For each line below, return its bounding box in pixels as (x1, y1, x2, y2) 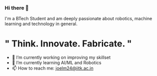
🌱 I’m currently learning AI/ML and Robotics (11, 60, 102, 66)
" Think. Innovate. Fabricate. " (4, 38, 132, 49)
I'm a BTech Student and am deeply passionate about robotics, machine (4, 16, 153, 22)
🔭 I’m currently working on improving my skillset (11, 54, 111, 61)
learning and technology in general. (4, 21, 78, 27)
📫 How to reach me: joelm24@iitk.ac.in (11, 65, 94, 71)
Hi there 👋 (4, 4, 29, 11)
